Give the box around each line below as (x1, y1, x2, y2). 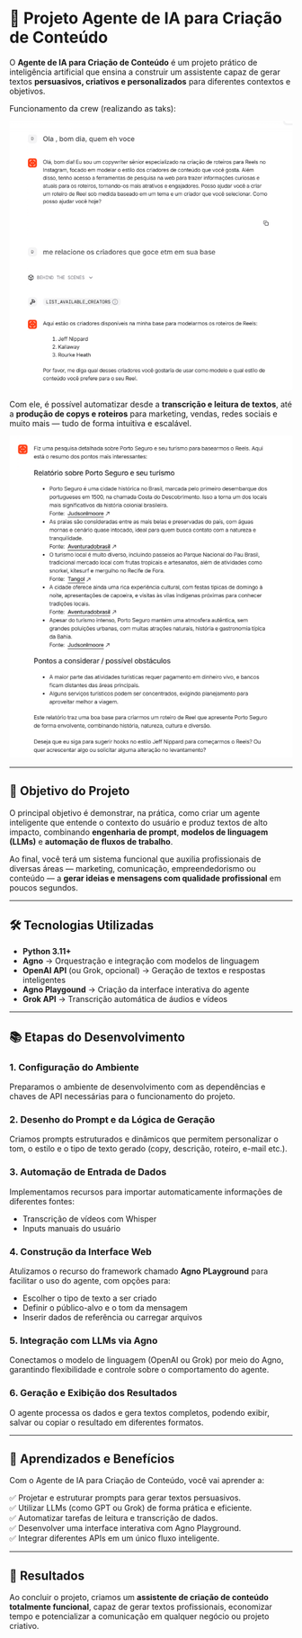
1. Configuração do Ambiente (9, 1061, 139, 1073)
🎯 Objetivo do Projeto (9, 783, 130, 799)
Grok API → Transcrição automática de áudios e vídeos (22, 994, 227, 1005)
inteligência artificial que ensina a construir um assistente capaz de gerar (9, 67, 280, 77)
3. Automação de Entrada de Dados (9, 1166, 167, 1178)
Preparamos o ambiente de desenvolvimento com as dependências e (9, 1081, 266, 1092)
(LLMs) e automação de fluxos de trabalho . (9, 836, 173, 846)
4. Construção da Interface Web (9, 1245, 153, 1258)
